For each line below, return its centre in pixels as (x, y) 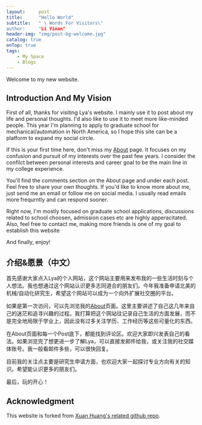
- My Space (31, 57)
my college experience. (35, 169)
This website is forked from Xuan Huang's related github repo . (83, 415)
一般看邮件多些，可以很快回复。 (72, 349)
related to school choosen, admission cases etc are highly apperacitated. (97, 218)
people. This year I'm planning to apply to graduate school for (83, 125)
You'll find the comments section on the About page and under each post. (98, 180)
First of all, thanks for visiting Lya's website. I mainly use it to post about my (100, 112)
